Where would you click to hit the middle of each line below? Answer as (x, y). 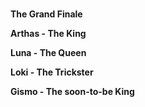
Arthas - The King (48, 33)
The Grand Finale (46, 14)
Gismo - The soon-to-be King (72, 91)
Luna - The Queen (48, 52)
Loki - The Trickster (52, 72)
